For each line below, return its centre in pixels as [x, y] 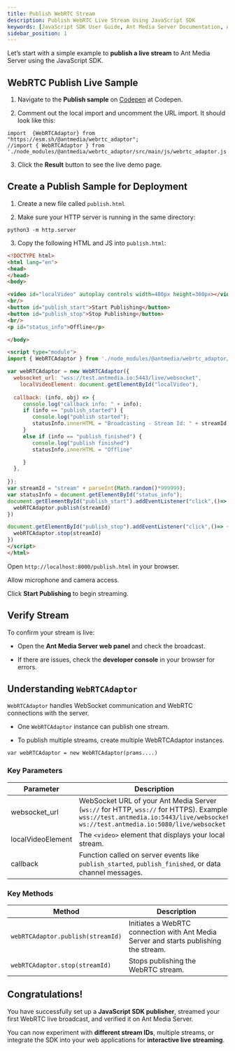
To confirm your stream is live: [51, 632]
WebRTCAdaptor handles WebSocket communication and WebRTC [100, 706]
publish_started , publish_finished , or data [150, 863]
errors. [27, 667]
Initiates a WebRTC [159, 923]
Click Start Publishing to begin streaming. [68, 593]
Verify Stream [38, 616]
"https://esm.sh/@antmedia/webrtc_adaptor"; [73, 140]
